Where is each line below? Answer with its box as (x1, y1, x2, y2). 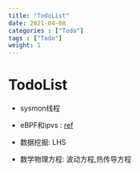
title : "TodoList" (8, 11, 70, 20)
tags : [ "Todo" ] (8, 34, 62, 42)
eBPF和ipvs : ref (19, 121, 74, 130)
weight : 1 (8, 42, 42, 50)
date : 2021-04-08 (8, 19, 66, 27)
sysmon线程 (19, 103, 61, 113)
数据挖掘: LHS (19, 138, 66, 147)
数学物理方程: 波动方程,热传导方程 (19, 154, 132, 164)
